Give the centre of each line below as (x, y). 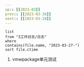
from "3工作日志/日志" (26, 37)
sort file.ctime (21, 50)
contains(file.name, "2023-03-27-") (42, 46)
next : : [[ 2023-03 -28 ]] (28, 18)
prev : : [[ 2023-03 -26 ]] (28, 14)
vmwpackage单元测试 (34, 59)
